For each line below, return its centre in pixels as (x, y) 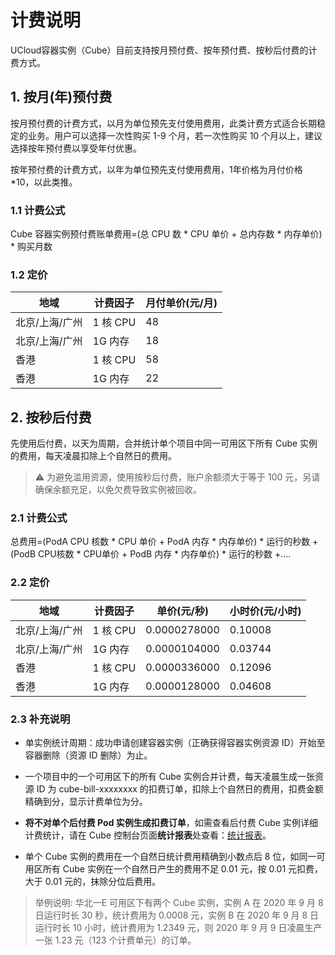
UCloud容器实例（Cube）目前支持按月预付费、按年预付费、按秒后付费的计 (164, 50)
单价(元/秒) (182, 611)
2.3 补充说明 (40, 719)
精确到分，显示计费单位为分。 (86, 802)
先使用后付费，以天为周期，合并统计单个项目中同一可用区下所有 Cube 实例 (164, 443)
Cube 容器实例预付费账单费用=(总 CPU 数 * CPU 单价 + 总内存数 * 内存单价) (166, 234)
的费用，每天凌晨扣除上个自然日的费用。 (93, 456)
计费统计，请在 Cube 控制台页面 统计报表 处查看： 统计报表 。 (148, 835)
